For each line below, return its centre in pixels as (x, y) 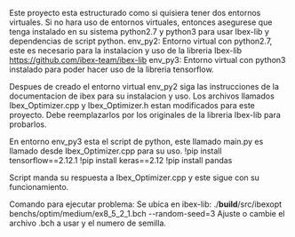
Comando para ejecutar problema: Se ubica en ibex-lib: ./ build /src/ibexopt (146, 204)
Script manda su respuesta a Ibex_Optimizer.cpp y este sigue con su (135, 178)
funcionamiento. (39, 187)
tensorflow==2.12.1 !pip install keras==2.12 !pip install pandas (121, 160)
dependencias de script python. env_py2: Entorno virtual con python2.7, (141, 41)
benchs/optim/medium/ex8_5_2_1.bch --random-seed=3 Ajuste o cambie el (147, 213)
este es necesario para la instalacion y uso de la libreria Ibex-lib (126, 51)
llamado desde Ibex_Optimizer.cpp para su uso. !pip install (116, 151)
